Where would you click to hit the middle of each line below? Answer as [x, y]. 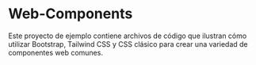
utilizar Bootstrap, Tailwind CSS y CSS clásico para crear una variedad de [128, 44]
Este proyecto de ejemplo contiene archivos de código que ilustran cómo [128, 36]
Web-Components [71, 14]
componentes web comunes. [55, 52]
